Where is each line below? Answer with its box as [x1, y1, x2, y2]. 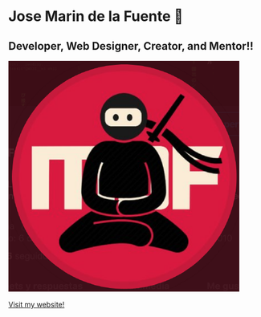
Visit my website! [8, 300, 65, 309]
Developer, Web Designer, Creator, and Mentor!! [8, 39, 255, 53]
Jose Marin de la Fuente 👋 [8, 7, 184, 26]
